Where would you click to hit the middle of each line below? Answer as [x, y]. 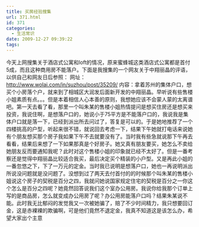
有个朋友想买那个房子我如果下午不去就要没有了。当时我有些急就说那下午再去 [99, 136]
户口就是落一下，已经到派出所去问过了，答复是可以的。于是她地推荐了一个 [102, 122]
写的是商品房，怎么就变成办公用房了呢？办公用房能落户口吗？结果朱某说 [94, 196]
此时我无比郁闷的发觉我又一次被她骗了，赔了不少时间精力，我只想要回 [102, 203]
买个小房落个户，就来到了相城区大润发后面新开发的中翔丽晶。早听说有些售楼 [99, 92]
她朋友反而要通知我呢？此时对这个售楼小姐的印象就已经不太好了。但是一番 [97, 151]
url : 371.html [24, 17]
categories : [21, 28]
